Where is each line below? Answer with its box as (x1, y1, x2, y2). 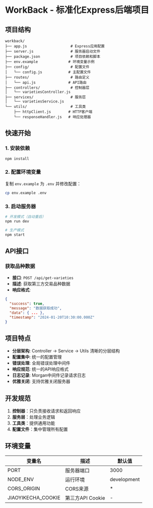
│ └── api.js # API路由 (5, 80, 87, 85)
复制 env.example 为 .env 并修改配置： (5, 181, 81, 186)
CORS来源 (65, 485, 89, 492)
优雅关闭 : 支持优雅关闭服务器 (12, 379, 71, 385)
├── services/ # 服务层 (5, 95, 86, 100)
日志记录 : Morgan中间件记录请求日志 (12, 372, 86, 378)
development (109, 476, 140, 483)
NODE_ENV (7, 476, 34, 483)
